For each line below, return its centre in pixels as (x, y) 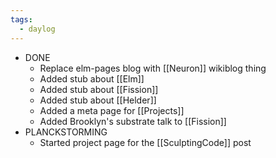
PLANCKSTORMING (66, 132)
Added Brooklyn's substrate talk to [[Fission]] (133, 121)
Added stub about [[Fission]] (99, 89)
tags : (21, 19)
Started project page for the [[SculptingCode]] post (145, 142)
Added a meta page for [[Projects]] (112, 110)
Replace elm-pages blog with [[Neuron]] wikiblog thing (153, 68)
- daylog (37, 29)
